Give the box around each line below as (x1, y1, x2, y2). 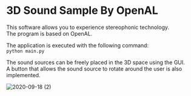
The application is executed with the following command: (6, 42, 149, 49)
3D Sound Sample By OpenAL (6, 4, 159, 18)
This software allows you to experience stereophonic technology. (6, 24, 170, 31)
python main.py (6, 48, 45, 54)
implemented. (6, 71, 41, 78)
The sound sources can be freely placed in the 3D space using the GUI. (6, 59, 185, 66)
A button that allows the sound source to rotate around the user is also (6, 65, 183, 72)
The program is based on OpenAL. (6, 30, 93, 37)
